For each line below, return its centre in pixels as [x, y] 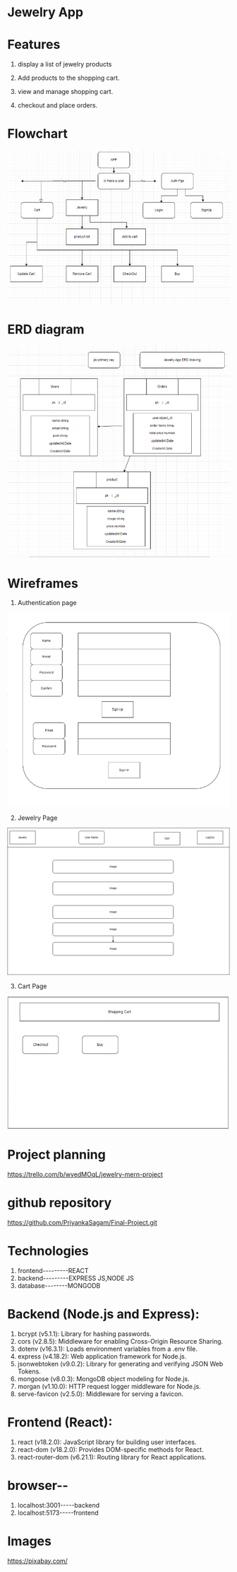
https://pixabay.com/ [38, 1561]
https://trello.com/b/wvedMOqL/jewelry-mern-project [85, 1174]
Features [34, 45]
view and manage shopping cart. [65, 92]
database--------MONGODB [59, 1285]
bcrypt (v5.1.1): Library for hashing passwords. [84, 1334]
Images [29, 1541]
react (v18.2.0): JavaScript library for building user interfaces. [107, 1442]
